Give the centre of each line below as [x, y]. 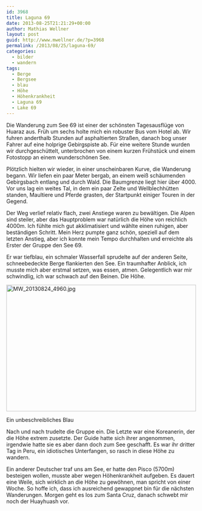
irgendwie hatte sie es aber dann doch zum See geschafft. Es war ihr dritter [101, 444]
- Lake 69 [24, 108]
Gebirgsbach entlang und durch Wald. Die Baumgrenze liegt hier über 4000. [101, 182]
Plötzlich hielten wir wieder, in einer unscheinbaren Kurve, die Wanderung [99, 169]
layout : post [23, 35]
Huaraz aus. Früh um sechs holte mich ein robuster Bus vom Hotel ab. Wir [99, 132]
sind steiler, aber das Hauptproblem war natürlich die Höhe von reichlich [96, 219]
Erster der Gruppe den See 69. [45, 245]
